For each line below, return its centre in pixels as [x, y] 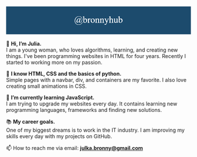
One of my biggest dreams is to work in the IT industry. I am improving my [95, 130]
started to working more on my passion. [54, 62]
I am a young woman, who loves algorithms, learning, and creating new [92, 50]
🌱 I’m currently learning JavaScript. [50, 97]
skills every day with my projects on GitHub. [59, 136]
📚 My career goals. [31, 121]
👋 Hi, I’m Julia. [24, 43]
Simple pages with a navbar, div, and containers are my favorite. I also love [96, 80]
